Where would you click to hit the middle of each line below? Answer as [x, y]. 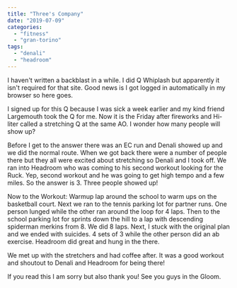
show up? [22, 131]
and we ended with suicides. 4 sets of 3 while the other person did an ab [114, 234]
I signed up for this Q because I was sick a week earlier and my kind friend [116, 109]
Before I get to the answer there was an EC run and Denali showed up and [115, 145]
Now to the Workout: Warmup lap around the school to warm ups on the [112, 196]
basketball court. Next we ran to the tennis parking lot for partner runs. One [117, 204]
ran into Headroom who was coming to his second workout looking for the [116, 168]
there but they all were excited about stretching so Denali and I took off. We [117, 160]
